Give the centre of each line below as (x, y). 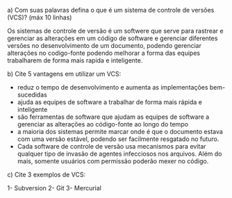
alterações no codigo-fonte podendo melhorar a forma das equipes (103, 53)
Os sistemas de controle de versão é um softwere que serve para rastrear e (115, 31)
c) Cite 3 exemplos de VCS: (47, 174)
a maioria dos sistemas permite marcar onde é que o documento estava (120, 132)
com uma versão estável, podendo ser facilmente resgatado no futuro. (118, 139)
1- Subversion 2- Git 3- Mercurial (55, 188)
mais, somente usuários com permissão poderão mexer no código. (113, 161)
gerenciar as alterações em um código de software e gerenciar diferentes (113, 38)
